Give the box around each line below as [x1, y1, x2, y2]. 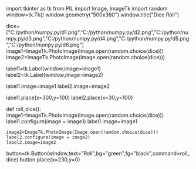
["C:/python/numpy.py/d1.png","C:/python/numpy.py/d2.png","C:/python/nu [6, 29, 189, 36]
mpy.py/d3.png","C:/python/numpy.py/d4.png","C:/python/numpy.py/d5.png [6, 35, 190, 42]
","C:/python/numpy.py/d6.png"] [6, 41, 84, 48]
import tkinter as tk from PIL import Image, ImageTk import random [6, 5, 168, 12]
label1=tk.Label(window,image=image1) [6, 65, 102, 72]
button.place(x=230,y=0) [19, 156, 80, 163]
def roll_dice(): [6, 106, 41, 112]
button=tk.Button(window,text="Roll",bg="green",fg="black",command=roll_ [6, 150, 190, 157]
